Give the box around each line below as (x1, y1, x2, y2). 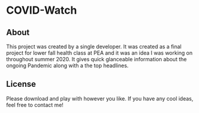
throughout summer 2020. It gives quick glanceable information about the (6, 56, 187, 62)
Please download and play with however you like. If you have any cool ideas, (6, 95, 194, 102)
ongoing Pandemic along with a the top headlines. (6, 62, 129, 69)
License (6, 79, 36, 89)
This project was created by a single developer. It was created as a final (6, 43, 182, 50)
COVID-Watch (6, 4, 77, 17)
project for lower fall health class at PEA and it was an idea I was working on (6, 49, 193, 56)
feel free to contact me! (6, 101, 64, 108)
